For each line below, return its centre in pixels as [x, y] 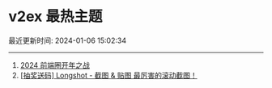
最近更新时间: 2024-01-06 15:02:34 [68, 40]
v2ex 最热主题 [55, 17]
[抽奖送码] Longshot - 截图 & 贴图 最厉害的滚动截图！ [108, 75]
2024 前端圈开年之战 [55, 65]
